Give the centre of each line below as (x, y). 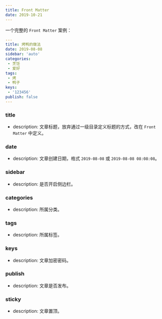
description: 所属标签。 (37, 235)
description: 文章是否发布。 (42, 286)
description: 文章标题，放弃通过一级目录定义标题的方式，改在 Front (84, 127)
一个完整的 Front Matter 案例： (39, 30)
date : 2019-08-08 (24, 49)
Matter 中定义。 (29, 133)
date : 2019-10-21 (24, 15)
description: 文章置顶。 (37, 311)
